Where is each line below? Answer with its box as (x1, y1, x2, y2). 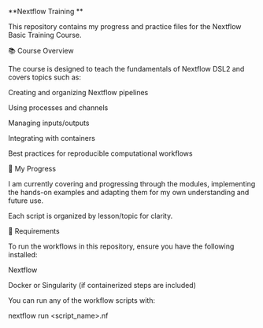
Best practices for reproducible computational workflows (8, 149, 193, 158)
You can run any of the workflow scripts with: (8, 296, 156, 305)
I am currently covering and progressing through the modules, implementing (8, 179, 256, 188)
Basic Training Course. (8, 31, 82, 39)
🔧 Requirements (8, 227, 61, 235)
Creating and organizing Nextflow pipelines (8, 88, 149, 97)
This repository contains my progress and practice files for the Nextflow (8, 22, 242, 31)
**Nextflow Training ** (8, 7, 83, 16)
